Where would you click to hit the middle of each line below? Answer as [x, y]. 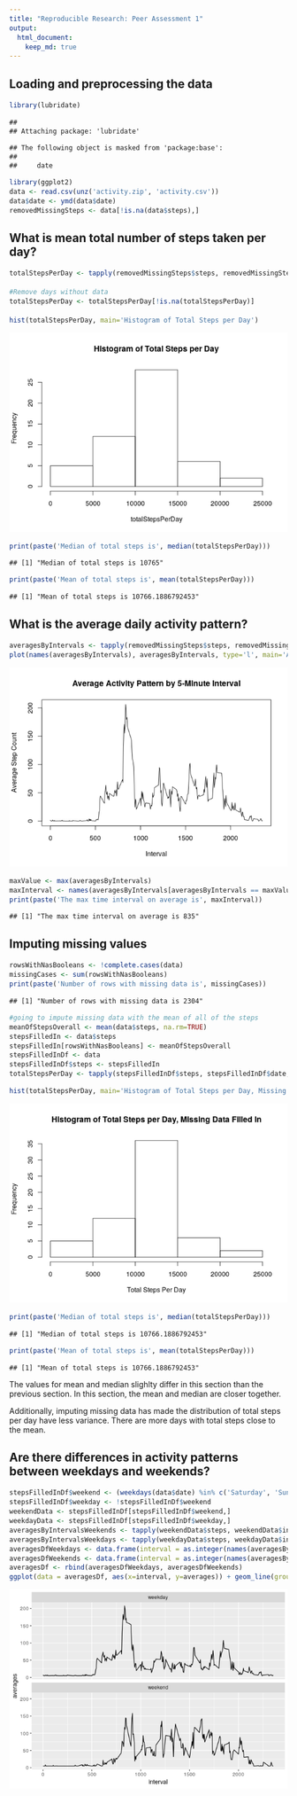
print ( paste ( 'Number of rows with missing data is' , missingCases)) [138, 984]
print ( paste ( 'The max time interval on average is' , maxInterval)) [136, 900]
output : [23, 28]
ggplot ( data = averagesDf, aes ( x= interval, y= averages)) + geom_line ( [142, 1577]
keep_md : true [51, 47]
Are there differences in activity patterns [124, 1458]
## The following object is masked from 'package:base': [116, 148]
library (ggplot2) [41, 182]
